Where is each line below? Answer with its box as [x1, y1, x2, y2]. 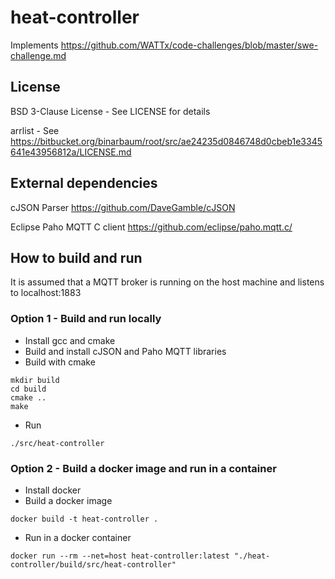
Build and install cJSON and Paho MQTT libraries [24, 345, 227, 357]
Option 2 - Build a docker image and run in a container [10, 461, 277, 475]
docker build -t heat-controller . [10, 514, 159, 524]
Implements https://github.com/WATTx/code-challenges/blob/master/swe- [10, 39, 319, 51]
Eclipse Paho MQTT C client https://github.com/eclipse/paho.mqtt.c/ [10, 221, 293, 233]
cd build [10, 384, 47, 394]
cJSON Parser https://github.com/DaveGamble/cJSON [10, 201, 236, 213]
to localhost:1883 [10, 287, 82, 299]
